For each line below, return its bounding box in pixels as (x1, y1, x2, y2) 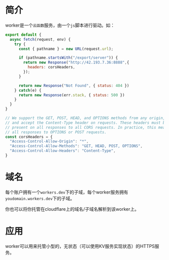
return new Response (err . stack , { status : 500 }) (18, 93, 125, 98)
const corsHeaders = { (5, 134, 53, 139)
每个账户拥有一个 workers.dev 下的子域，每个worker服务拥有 (5, 189, 128, 195)
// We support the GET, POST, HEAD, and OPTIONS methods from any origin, (5, 116, 165, 121)
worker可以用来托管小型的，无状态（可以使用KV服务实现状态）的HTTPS (5, 243, 155, 249)
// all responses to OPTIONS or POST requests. (5, 129, 107, 135)
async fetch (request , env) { (10, 37, 71, 42)
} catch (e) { (14, 88, 42, 93)
